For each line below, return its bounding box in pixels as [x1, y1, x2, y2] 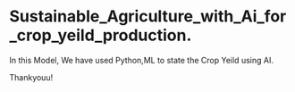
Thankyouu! [9, 71, 54, 82]
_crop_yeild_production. [9, 25, 192, 46]
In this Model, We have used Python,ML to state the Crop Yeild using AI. [9, 54, 274, 65]
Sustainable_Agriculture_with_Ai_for [9, 6, 287, 27]
